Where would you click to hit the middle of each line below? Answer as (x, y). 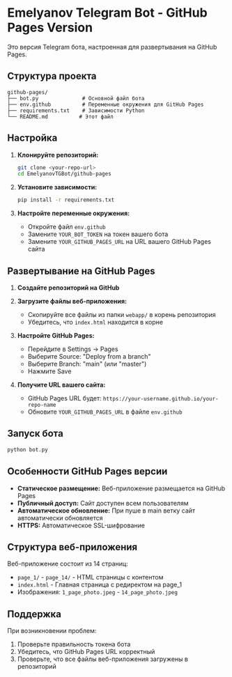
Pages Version (50, 28)
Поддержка (34, 614)
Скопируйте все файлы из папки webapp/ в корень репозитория (122, 314)
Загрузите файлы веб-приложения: (72, 301)
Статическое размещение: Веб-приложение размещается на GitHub (121, 488)
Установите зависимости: (57, 187)
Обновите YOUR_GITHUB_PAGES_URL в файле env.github (105, 412)
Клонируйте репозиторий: (58, 155)
